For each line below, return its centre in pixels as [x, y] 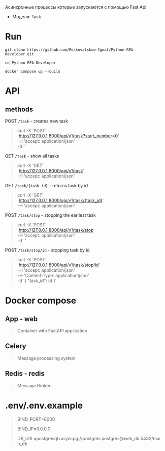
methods [19, 109]
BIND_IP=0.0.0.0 [34, 429]
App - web [21, 319]
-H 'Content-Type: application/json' [53, 275]
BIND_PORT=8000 [36, 419]
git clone [15, 50]
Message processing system [46, 358]
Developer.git [20, 54]
